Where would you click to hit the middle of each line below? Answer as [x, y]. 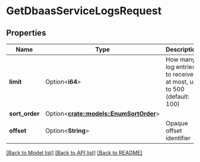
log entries [181, 67]
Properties [26, 33]
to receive [180, 74]
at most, [177, 82]
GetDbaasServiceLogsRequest [84, 11]
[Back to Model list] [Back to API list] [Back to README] [74, 153]
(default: [177, 96]
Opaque [177, 123]
